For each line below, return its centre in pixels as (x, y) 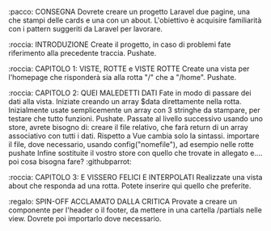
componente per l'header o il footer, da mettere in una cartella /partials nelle (135, 210)
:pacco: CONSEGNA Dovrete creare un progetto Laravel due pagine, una (129, 12)
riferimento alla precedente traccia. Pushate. (83, 53)
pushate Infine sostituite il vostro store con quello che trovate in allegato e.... (135, 153)
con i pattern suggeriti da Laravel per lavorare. (86, 29)
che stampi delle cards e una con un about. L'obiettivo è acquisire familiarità (135, 20)
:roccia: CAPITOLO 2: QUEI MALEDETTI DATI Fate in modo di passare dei (130, 93)
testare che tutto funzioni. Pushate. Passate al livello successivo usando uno (135, 119)
